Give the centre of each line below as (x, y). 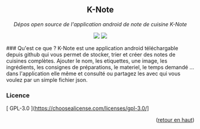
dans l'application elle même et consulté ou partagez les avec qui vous (93, 73)
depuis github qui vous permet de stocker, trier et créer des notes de (91, 54)
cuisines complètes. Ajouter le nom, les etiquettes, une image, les (87, 61)
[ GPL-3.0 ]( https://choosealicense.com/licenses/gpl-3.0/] (78, 108)
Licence (18, 95)
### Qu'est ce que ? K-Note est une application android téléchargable (92, 48)
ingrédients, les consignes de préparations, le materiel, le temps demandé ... (100, 67)
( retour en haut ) (175, 120)
